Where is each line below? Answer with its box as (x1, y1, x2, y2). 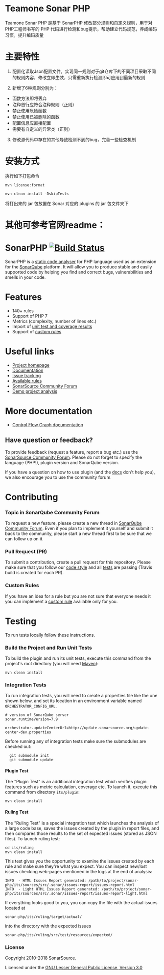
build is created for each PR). (5, 570, 64, 576)
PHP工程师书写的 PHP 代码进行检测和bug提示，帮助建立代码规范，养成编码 (5, 26, 157, 32)
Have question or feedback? (5, 436, 93, 444)
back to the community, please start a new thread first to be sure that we (5, 531, 152, 536)
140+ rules (12, 308, 34, 314)
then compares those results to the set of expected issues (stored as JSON (5, 830, 157, 836)
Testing (5, 616, 37, 627)
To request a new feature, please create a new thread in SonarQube (5, 520, 142, 526)
